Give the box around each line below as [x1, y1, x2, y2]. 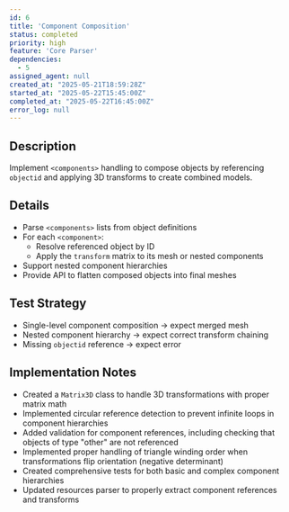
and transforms [22, 494, 80, 505]
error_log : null [9, 105, 70, 114]
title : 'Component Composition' [9, 22, 130, 31]
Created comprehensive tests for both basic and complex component [22, 465, 280, 476]
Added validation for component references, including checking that [22, 427, 276, 437]
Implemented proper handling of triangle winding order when [22, 446, 249, 457]
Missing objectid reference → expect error [22, 338, 182, 349]
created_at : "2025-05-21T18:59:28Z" [9, 80, 146, 89]
